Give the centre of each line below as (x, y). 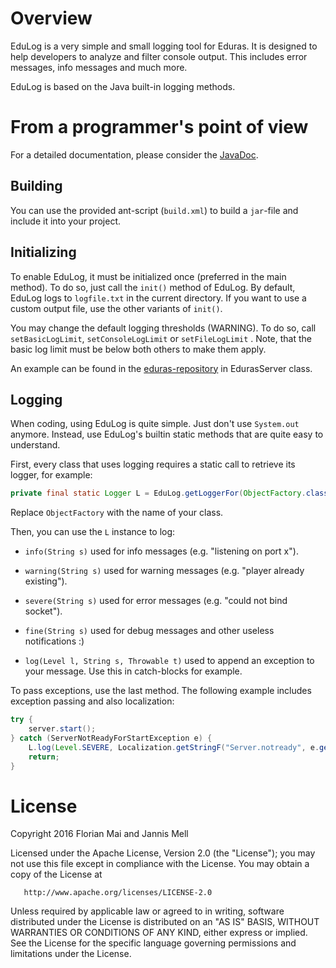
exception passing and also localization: (92, 701)
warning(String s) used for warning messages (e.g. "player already (164, 571)
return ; (44, 757)
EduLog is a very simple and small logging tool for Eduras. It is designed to (164, 46)
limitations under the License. (71, 954)
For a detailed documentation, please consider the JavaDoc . (134, 154)
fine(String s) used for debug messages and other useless (149, 631)
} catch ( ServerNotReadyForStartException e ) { (111, 738)
